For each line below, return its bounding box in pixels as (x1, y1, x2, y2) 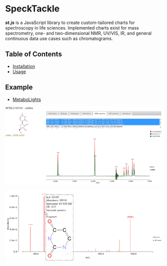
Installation (12, 63, 35, 69)
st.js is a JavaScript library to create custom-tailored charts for (5, 19, 135, 25)
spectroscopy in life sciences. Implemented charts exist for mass (5, 24, 139, 30)
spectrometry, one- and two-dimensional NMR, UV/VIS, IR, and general (5, 30, 151, 36)
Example (5, 83, 33, 91)
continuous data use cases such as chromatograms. (5, 35, 113, 41)
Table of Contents (5, 50, 62, 58)
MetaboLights (12, 96, 41, 102)
